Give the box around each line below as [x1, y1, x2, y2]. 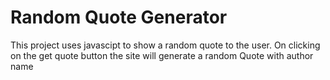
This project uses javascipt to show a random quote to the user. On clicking [10, 39, 321, 51]
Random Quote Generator [10, 6, 228, 29]
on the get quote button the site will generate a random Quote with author [10, 49, 314, 61]
